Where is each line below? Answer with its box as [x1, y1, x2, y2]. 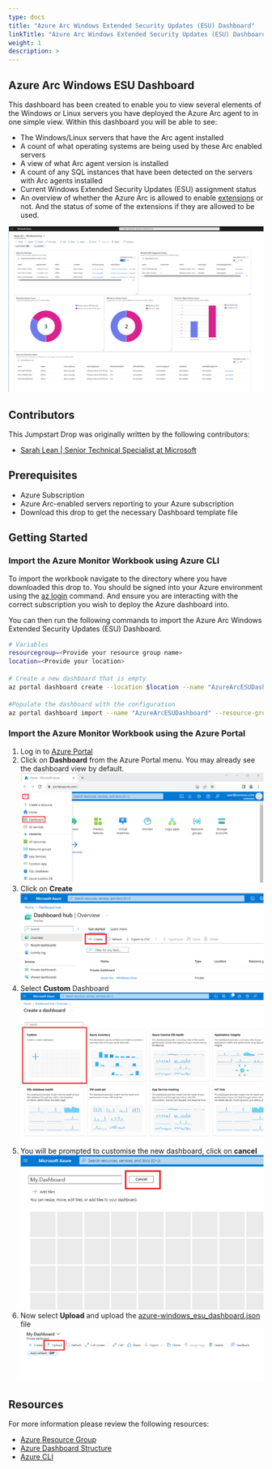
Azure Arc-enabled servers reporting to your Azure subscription [19, 498, 235, 508]
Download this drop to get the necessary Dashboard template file [19, 507, 239, 517]
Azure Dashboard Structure [19, 1443, 112, 1454]
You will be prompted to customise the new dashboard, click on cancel [19, 1146, 257, 1155]
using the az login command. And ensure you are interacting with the [8, 591, 239, 600]
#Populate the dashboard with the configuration [8, 700, 176, 708]
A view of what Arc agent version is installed [19, 158, 168, 168]
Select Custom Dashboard [19, 984, 109, 993]
